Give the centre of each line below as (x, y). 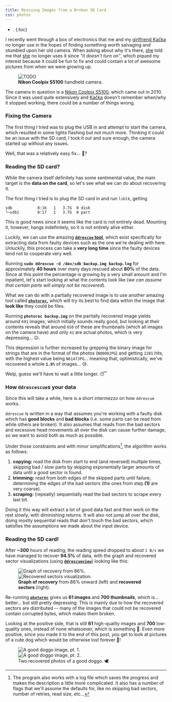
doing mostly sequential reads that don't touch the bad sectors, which (79, 521)
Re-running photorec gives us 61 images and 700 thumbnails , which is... (82, 598)
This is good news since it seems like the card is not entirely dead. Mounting (86, 222)
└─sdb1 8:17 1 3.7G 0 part (48, 212)
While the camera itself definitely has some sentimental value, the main (80, 178)
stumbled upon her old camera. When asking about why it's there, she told (84, 50)
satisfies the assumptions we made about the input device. (67, 526)
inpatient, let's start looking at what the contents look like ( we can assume (84, 280)
